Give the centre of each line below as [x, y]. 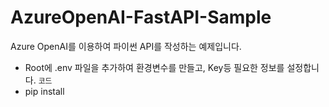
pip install [44, 91]
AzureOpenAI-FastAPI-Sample [141, 17]
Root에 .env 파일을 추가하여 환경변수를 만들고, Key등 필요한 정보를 [154, 67]
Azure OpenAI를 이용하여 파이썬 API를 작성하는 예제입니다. [126, 46]
